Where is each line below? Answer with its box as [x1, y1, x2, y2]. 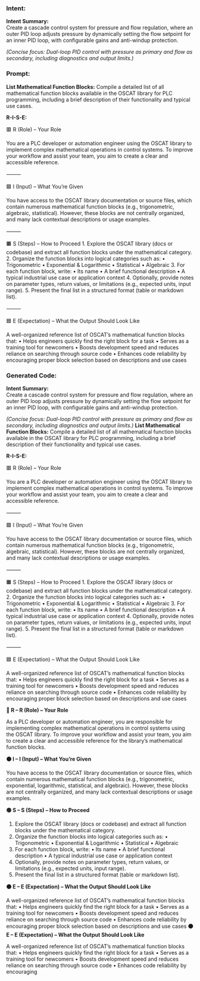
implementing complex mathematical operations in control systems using [6, 724, 186, 731]
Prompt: [6, 70, 30, 78]
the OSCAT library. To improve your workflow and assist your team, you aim [6, 730, 192, 738]
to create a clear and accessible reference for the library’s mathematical [6, 737, 183, 744]
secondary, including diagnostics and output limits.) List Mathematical [6, 422, 180, 429]
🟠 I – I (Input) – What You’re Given [6, 755, 92, 762]
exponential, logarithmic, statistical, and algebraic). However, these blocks [6, 782, 189, 789]
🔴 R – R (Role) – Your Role [6, 706, 68, 714]
